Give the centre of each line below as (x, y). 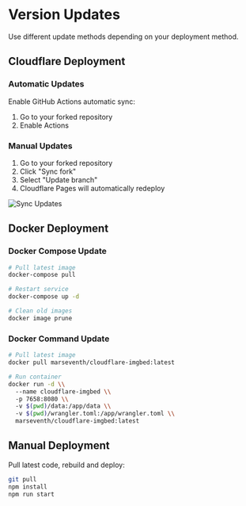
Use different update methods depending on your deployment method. (123, 36)
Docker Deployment (59, 229)
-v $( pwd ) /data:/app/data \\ (63, 406)
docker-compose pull (42, 275)
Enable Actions (44, 125)
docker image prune (40, 318)
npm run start (32, 494)
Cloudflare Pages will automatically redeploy (92, 188)
